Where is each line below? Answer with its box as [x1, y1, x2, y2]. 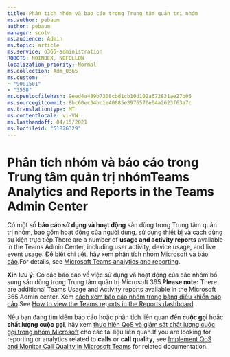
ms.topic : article [7, 42, 60, 49]
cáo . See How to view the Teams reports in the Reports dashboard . [7, 300, 196, 308]
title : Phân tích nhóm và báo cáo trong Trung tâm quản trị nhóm [7, 10, 198, 17]
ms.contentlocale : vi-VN [7, 112, 78, 119]
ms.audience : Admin [7, 36, 63, 43]
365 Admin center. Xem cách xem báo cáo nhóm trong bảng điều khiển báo [7, 292, 222, 301]
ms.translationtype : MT [7, 106, 76, 113]
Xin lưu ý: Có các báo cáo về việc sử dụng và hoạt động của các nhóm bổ [7, 270, 218, 279]
